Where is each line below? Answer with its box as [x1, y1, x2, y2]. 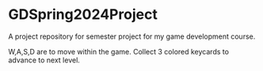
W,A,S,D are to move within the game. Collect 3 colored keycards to [8, 47, 230, 56]
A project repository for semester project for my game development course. [8, 32, 256, 41]
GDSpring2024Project [8, 6, 158, 24]
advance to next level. [8, 55, 81, 65]
